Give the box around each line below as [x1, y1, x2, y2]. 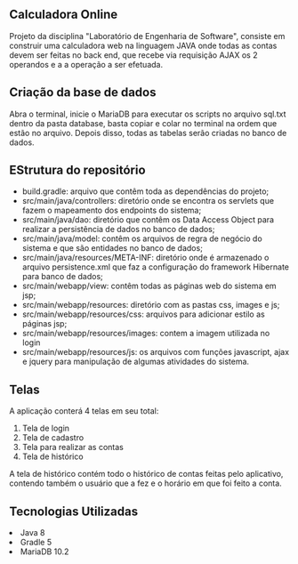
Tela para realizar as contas [21, 442, 125, 453]
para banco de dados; [21, 271, 104, 282]
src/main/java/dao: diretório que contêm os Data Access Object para [21, 214, 274, 225]
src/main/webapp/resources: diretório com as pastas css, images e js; [21, 300, 280, 310]
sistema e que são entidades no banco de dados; [21, 243, 203, 254]
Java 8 [20, 528, 45, 538]
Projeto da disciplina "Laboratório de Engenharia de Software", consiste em [9, 30, 286, 41]
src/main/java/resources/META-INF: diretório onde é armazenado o [21, 253, 270, 263]
